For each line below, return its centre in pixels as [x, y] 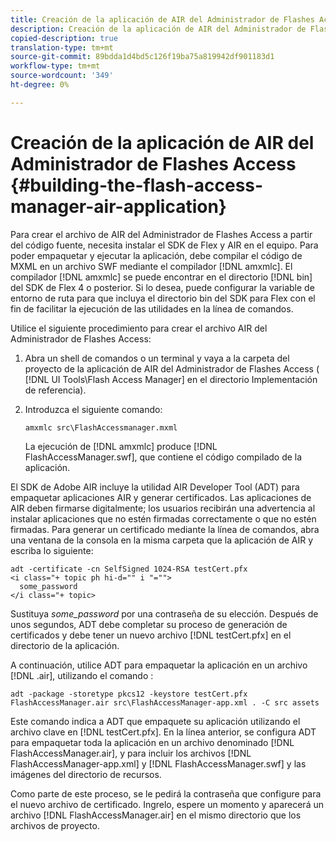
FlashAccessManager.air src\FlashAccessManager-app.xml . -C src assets [165, 702]
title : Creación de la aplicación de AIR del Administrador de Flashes [162, 19]
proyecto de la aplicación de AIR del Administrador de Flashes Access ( [172, 368]
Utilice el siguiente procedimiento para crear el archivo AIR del [139, 328]
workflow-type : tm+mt [55, 66]
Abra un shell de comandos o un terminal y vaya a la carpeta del [157, 358]
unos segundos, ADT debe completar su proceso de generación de [149, 624]
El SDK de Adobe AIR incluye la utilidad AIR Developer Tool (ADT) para [155, 487]
